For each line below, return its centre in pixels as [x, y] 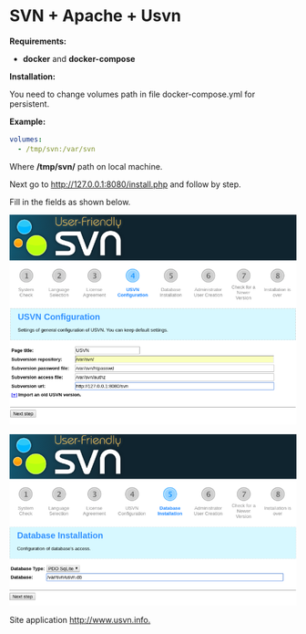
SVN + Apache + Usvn [96, 16]
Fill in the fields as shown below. [70, 202]
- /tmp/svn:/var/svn [56, 149]
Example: [28, 121]
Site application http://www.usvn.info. [80, 620]
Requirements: [38, 41]
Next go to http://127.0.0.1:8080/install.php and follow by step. [125, 184]
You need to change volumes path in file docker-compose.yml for [133, 94]
